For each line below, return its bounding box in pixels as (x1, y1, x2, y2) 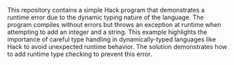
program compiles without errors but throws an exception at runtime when (7, 21, 221, 28)
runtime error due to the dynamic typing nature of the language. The (7, 13, 204, 21)
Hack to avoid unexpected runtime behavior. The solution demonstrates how (7, 43, 227, 50)
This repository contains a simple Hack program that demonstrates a (7, 6, 205, 14)
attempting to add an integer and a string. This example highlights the (7, 28, 207, 36)
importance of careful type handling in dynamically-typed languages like (7, 35, 217, 44)
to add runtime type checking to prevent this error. (7, 50, 152, 58)
